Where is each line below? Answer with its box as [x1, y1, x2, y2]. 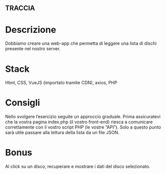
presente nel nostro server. [5, 46, 61, 52]
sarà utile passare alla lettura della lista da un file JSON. [5, 130, 120, 136]
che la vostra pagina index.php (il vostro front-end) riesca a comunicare [5, 119, 153, 125]
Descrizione [5, 24, 56, 35]
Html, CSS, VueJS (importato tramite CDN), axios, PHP [5, 80, 118, 86]
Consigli [5, 97, 40, 109]
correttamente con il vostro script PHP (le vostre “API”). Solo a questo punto [5, 124, 161, 130]
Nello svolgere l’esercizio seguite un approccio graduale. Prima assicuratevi [5, 114, 161, 120]
